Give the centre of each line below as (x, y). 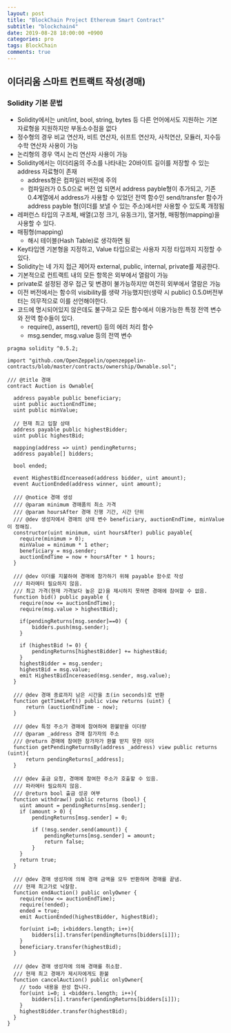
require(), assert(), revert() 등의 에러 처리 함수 (90, 327)
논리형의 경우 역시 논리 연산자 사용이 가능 (72, 154)
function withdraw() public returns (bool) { (80, 799)
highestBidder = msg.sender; (61, 664)
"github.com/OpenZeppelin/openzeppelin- (88, 360)
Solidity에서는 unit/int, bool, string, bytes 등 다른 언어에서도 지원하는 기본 (117, 119)
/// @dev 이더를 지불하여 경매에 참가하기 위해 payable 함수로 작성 (99, 576)
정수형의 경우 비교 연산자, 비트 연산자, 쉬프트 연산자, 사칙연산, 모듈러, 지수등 (119, 137)
